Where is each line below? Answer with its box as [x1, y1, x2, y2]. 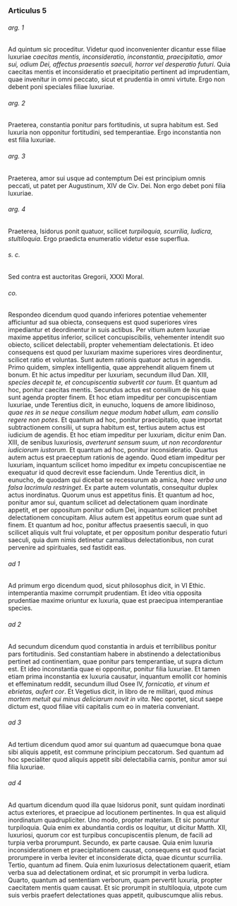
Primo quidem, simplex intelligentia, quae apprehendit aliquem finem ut [8, 363, 214, 372]
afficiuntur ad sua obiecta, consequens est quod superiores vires [8, 318, 197, 326]
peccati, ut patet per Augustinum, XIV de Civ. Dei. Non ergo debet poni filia [8, 181, 226, 189]
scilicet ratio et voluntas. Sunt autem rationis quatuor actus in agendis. [8, 355, 212, 364]
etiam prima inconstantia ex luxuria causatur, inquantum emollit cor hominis [8, 672, 228, 681]
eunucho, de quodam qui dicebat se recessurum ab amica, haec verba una [8, 476, 227, 484]
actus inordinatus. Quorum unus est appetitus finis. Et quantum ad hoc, [8, 490, 214, 500]
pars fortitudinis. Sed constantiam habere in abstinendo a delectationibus [8, 649, 221, 658]
